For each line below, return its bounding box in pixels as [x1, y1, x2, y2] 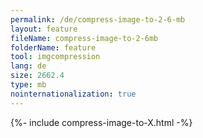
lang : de [10, 61, 47, 71]
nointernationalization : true [10, 89, 137, 99]
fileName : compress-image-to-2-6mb [10, 33, 159, 43]
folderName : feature [10, 42, 97, 53]
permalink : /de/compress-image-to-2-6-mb [10, 14, 186, 25]
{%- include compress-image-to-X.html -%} [10, 116, 193, 128]
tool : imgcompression [10, 52, 101, 62]
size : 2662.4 [10, 71, 65, 81]
